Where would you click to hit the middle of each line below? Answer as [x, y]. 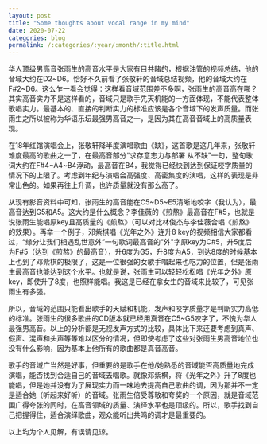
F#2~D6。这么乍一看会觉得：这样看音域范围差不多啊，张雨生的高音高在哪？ [133, 89]
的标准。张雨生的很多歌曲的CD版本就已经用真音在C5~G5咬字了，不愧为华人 [133, 318]
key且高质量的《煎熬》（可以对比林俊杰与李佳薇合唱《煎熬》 [155, 222]
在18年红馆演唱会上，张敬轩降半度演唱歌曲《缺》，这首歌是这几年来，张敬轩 [132, 146]
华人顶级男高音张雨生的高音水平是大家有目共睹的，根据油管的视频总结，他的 [133, 69]
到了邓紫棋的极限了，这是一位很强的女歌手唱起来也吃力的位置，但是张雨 [140, 262]
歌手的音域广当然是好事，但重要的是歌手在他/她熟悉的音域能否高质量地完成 [132, 365]
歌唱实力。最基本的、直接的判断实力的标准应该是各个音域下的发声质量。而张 [133, 109]
